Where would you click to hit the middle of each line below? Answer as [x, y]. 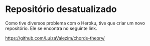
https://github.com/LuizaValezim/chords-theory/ [55, 38]
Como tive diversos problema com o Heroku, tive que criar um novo [75, 23]
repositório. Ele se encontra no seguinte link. [51, 28]
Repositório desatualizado [61, 9]
